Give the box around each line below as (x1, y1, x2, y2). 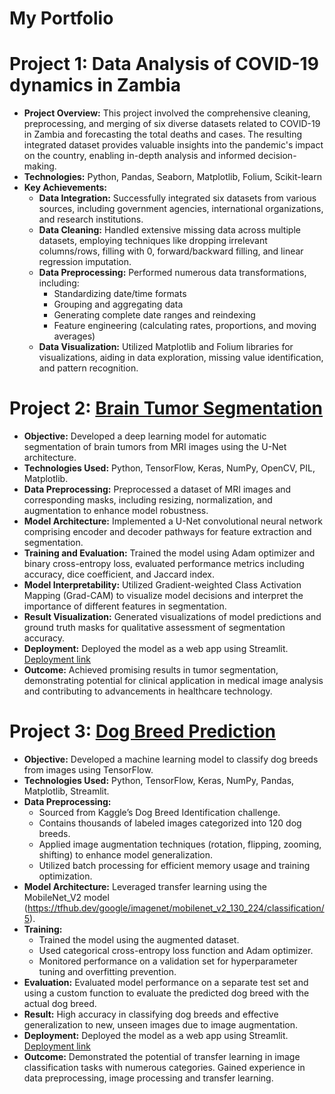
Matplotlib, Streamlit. (23, 785, 110, 797)
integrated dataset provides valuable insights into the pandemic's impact (23, 139, 324, 151)
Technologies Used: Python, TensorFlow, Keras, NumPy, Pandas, (23, 775, 295, 786)
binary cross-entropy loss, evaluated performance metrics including (23, 558, 305, 570)
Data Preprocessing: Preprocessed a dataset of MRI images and (23, 483, 292, 496)
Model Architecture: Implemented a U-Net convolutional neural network (23, 515, 323, 527)
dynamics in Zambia (9, 74, 181, 97)
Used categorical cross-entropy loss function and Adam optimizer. (38, 945, 314, 956)
